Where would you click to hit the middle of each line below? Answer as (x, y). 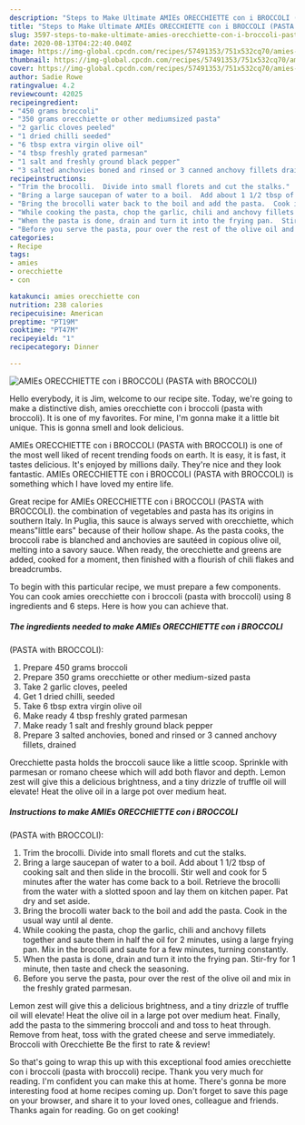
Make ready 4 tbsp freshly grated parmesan (105, 716)
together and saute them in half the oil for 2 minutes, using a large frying (158, 939)
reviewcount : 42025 (46, 94)
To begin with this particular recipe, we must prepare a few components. (145, 587)
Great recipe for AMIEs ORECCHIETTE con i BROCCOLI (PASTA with (137, 501)
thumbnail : (30, 60)
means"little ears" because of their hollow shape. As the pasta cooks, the (147, 530)
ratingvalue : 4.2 (42, 85)
